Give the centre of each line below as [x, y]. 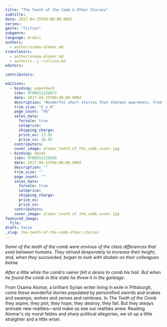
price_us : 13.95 [35, 135]
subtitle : [15, 14]
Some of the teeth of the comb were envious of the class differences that [81, 246]
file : [15, 223]
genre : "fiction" [23, 28]
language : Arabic [23, 38]
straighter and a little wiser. [33, 319]
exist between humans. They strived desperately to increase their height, [80, 252]
